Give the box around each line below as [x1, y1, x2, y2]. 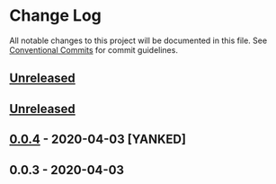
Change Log [9, 5, 102, 26]
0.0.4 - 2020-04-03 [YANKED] [9, 132, 187, 147]
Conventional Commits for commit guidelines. [9, 44, 178, 55]
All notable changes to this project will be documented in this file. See [9, 35, 268, 46]
